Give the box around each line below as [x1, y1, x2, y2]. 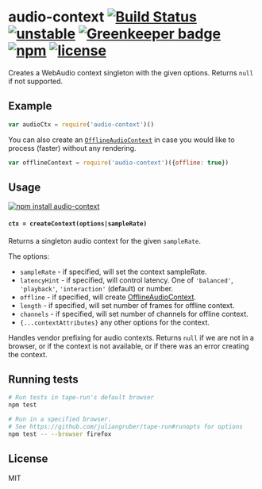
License [8, 452, 48, 466]
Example [8, 99, 52, 113]
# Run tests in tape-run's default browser [8, 394, 155, 402]
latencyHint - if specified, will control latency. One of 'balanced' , [19, 275, 234, 285]
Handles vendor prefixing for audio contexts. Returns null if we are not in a [8, 333, 254, 342]
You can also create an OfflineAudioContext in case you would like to [8, 135, 236, 144]
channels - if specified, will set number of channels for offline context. [19, 309, 249, 318]
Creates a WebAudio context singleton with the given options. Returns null [8, 67, 254, 77]
